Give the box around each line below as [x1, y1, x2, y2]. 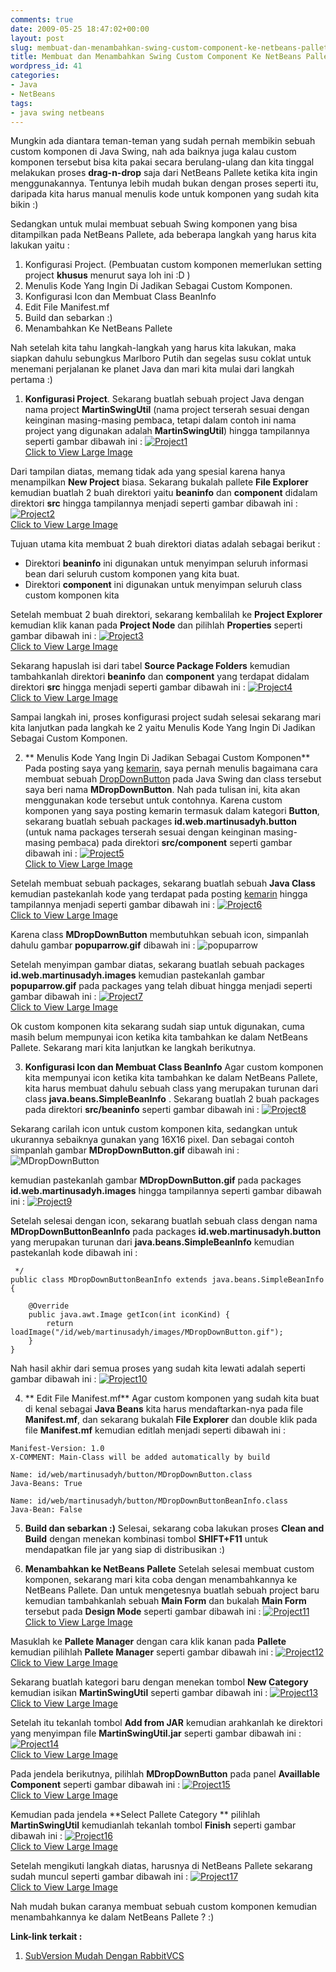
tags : [10, 98, 33, 108]
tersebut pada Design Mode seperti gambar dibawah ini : [24, 1606, 262, 1618]
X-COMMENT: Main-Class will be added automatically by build [10, 1452, 271, 1463]
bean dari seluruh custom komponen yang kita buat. [24, 568, 240, 580]
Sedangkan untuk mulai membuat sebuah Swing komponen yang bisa [10, 218, 298, 230]
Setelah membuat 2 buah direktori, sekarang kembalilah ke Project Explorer [10, 609, 323, 621]
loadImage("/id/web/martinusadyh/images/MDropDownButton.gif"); [10, 1327, 284, 1338]
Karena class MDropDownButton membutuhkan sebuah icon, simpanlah [10, 929, 310, 941]
